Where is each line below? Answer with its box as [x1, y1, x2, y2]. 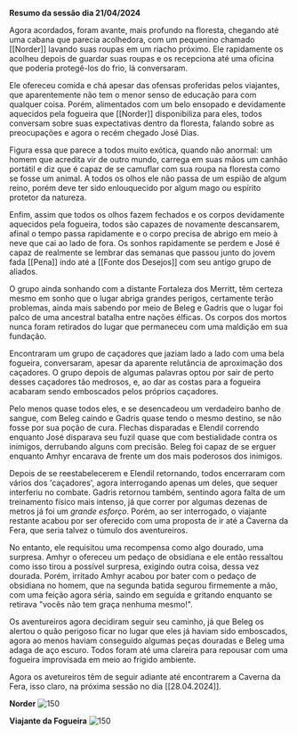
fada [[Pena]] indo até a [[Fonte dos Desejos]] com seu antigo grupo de [9, 257, 272, 267]
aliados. [9, 267, 38, 277]
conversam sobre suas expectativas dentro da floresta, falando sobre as [9, 118, 275, 128]
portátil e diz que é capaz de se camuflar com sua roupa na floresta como [9, 164, 281, 174]
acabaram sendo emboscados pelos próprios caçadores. [9, 386, 220, 396]
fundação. [9, 331, 47, 342]
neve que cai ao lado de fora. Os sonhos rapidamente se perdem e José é [9, 238, 280, 248]
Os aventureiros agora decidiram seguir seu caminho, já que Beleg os [9, 616, 264, 627]
